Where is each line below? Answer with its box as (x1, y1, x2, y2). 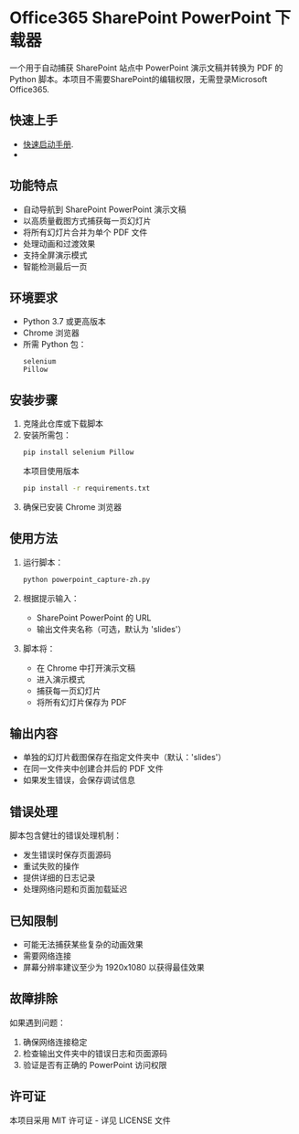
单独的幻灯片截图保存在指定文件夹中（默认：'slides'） (22, 752, 227, 763)
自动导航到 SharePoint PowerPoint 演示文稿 (22, 204, 187, 215)
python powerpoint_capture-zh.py (22, 575, 151, 584)
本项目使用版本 (22, 466, 80, 477)
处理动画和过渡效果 (22, 238, 96, 249)
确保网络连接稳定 (22, 1036, 88, 1047)
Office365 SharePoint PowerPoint (9, 7, 272, 28)
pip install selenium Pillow (22, 448, 134, 457)
